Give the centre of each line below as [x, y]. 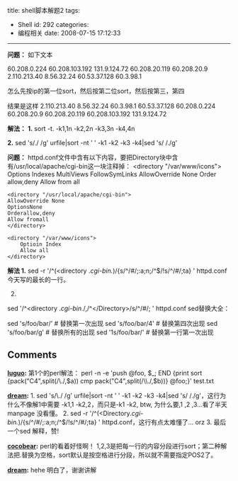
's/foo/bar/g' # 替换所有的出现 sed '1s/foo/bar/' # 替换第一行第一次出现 [110, 332]
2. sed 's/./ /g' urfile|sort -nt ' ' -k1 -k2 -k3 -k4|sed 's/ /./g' [92, 143]
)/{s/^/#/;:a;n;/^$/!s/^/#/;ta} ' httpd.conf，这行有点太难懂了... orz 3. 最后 [122, 422]
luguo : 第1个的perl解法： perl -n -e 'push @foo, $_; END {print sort [105, 373]
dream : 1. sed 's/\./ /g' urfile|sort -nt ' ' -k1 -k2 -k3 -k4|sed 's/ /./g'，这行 [114, 395]
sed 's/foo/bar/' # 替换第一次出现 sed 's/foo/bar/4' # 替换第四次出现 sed [113, 323]
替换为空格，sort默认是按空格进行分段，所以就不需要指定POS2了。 [119, 455]
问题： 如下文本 [30, 55]
